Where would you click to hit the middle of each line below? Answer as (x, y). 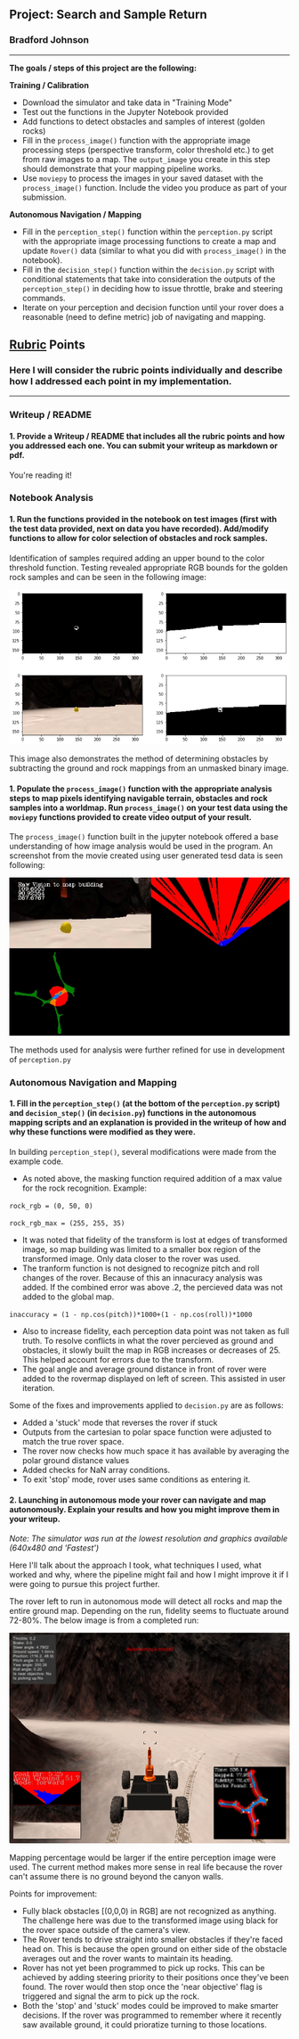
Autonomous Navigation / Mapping (76, 214)
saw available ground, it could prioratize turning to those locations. (144, 2024)
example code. (36, 1161)
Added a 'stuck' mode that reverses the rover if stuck (120, 1422)
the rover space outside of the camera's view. (106, 1929)
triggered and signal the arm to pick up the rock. (111, 1996)
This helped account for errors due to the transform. (118, 1359)
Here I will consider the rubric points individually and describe (146, 370)
